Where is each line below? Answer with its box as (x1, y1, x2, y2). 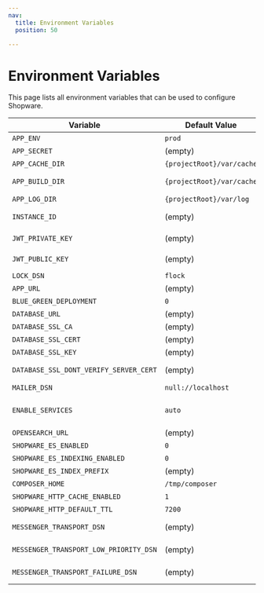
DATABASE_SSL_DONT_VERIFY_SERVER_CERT (12, 366, 157, 375)
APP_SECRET (12, 147, 53, 156)
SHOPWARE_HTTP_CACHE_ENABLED (12, 492, 121, 501)
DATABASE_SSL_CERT (12, 335, 81, 344)
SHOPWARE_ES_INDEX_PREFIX (12, 467, 109, 476)
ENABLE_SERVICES (12, 406, 73, 415)
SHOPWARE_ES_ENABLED (12, 441, 89, 450)
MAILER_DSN (12, 383, 53, 393)
